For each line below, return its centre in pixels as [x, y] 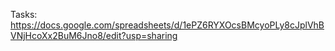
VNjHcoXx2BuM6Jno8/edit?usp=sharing [94, 35]
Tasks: [24, 14]
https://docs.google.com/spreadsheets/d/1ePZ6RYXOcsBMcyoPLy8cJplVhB [167, 25]
